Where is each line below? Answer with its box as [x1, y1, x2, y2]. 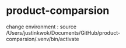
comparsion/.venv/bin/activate [6, 35, 79, 42]
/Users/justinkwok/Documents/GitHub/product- [6, 29, 121, 36]
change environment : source [6, 23, 77, 30]
